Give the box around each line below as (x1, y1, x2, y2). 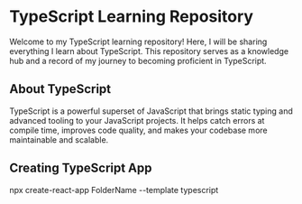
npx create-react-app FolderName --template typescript (9, 184, 219, 195)
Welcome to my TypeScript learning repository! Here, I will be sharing (9, 36, 268, 47)
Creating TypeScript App (9, 161, 152, 176)
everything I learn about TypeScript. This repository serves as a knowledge (9, 45, 289, 56)
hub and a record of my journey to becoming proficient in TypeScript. (9, 55, 268, 66)
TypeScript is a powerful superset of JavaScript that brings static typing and (9, 106, 293, 116)
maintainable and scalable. (9, 134, 109, 145)
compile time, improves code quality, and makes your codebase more (9, 125, 268, 135)
